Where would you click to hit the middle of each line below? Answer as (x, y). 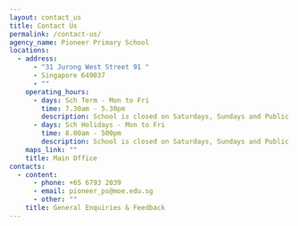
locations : (29, 51)
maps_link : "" (51, 149)
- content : (37, 174)
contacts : (28, 166)
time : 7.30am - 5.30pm (83, 109)
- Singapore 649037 (69, 76)
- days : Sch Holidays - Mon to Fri (99, 125)
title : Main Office (62, 158)
